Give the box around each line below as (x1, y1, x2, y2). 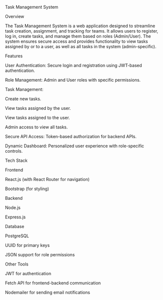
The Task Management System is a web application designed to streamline (5, 23, 156, 29)
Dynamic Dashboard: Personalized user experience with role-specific (5, 143, 145, 149)
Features (5, 53, 23, 59)
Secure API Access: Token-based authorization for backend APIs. (5, 134, 137, 139)
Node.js (5, 205, 21, 211)
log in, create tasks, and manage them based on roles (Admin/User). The (5, 34, 151, 39)
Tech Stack (5, 158, 28, 163)
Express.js (5, 214, 26, 220)
